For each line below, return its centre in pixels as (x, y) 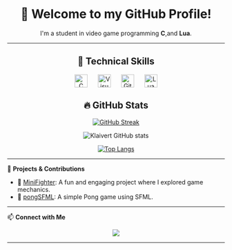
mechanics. (33, 189)
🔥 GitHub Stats (116, 105)
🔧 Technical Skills (116, 61)
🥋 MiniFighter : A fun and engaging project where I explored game (110, 182)
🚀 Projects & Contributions (46, 169)
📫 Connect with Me (36, 217)
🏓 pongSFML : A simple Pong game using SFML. (85, 197)
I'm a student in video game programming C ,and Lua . (116, 33)
